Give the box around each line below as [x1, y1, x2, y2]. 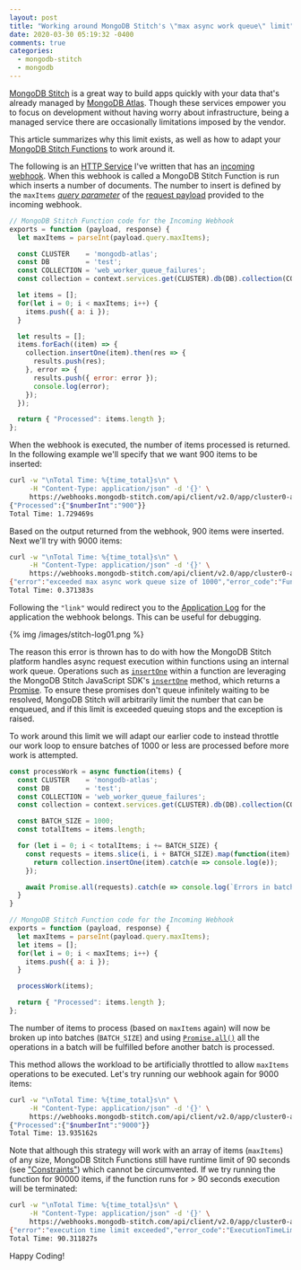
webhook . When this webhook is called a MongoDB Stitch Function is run [9, 170, 279, 181]
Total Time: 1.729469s [9, 509, 94, 518]
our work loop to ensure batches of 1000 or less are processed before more [9, 740, 289, 751]
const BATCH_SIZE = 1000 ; [17, 816, 115, 826]
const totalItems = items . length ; [17, 825, 146, 834]
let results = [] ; [17, 331, 87, 341]
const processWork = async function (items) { [9, 767, 182, 776]
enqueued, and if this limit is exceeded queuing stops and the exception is [9, 703, 284, 714]
